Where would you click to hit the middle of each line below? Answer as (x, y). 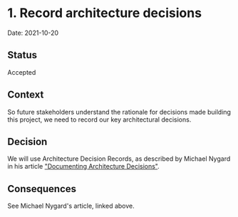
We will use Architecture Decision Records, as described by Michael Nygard (119, 159)
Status (22, 55)
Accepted (22, 72)
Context (26, 95)
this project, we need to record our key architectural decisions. (99, 120)
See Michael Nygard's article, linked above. (71, 206)
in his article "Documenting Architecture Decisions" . (84, 166)
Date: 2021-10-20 (33, 33)
